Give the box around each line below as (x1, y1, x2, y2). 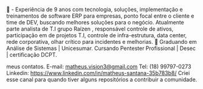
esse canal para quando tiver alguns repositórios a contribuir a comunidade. (6, 76, 198, 83)
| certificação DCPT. (6, 51, 57, 58)
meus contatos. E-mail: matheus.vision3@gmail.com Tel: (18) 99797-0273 (6, 63, 191, 70)
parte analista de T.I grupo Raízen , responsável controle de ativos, (6, 25, 174, 32)
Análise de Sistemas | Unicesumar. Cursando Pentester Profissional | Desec (6, 44, 196, 52)
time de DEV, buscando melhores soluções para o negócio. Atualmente (6, 19, 184, 26)
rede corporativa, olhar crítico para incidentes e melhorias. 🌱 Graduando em (6, 38, 197, 45)
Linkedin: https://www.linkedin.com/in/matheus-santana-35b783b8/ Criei (6, 69, 190, 76)
